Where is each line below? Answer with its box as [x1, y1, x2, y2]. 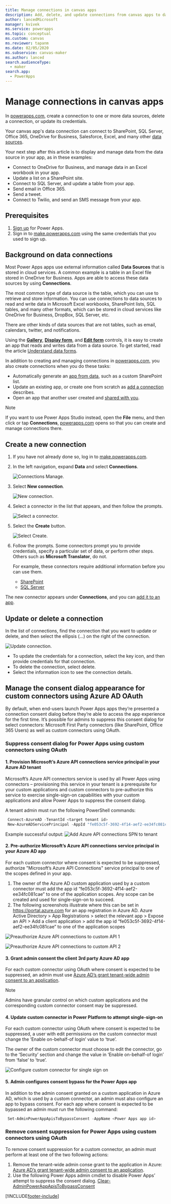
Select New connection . [12, 483, 65, 490]
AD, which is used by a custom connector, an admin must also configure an [5, 1095, 163, 1101]
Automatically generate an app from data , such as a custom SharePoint [12, 373, 162, 379]
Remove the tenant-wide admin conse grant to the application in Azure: [12, 1161, 162, 1167]
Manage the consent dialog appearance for [5, 684, 145, 693]
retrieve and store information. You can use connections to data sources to [5, 295, 162, 302]
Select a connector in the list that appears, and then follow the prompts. [12, 503, 163, 509]
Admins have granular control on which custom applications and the [5, 997, 148, 1003]
